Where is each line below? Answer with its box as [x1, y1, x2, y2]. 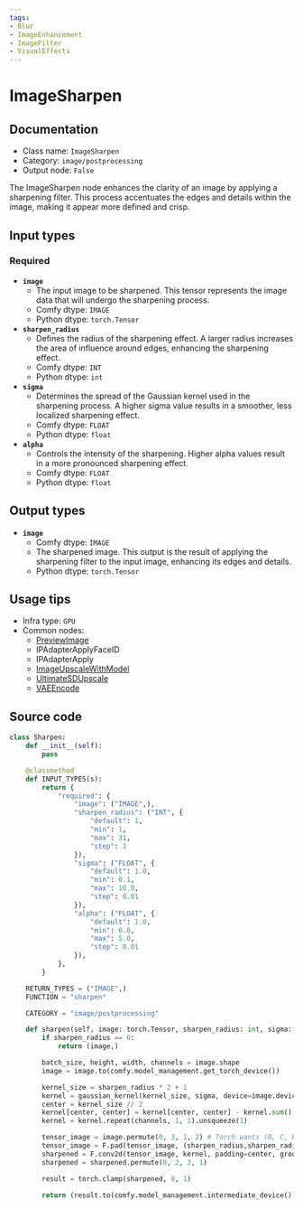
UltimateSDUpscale [35, 673, 109, 684]
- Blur [9, 22, 34, 31]
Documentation [9, 121, 99, 136]
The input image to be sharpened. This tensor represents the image [35, 285, 288, 295]
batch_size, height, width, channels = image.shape [41, 1058, 241, 1067]
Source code [9, 708, 83, 724]
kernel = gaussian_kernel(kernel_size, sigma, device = [41, 1091, 252, 1101]
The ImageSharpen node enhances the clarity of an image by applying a [9, 183, 278, 193]
